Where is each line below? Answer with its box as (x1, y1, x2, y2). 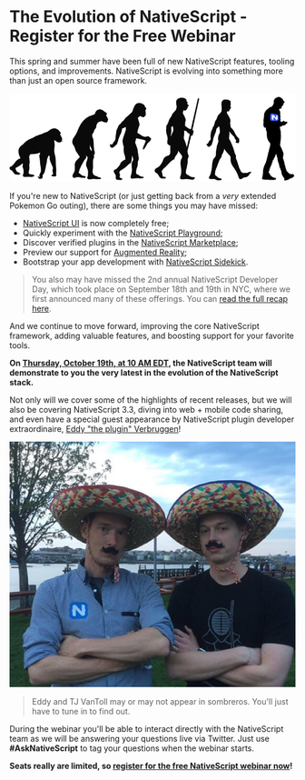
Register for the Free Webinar (9, 25, 236, 46)
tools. (9, 339, 31, 351)
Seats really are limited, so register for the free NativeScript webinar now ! (9, 760, 293, 771)
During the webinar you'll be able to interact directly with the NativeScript (9, 723, 284, 734)
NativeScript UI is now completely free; (22, 217, 170, 228)
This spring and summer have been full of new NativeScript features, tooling (9, 55, 295, 66)
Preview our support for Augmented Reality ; (22, 246, 188, 257)
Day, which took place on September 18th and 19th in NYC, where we (31, 284, 290, 295)
